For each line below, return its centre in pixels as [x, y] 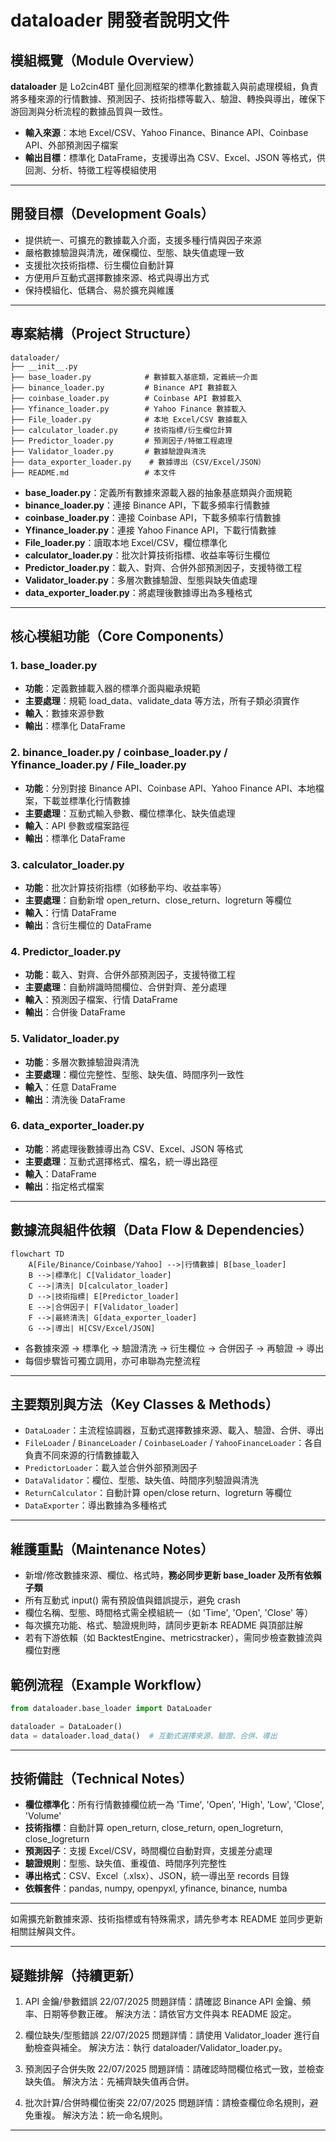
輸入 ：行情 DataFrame [70, 912]
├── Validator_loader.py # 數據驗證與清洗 [108, 451]
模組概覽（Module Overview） [106, 60]
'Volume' [43, 1816]
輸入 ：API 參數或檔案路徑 [77, 825]
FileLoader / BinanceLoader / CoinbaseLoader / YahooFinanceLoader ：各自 [173, 1443]
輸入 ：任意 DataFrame [70, 1087]
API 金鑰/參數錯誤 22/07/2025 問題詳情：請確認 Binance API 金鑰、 [163, 2002]
